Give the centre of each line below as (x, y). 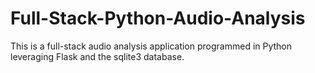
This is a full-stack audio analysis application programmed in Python (151, 46)
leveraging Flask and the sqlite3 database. (97, 56)
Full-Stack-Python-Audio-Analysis (158, 18)
